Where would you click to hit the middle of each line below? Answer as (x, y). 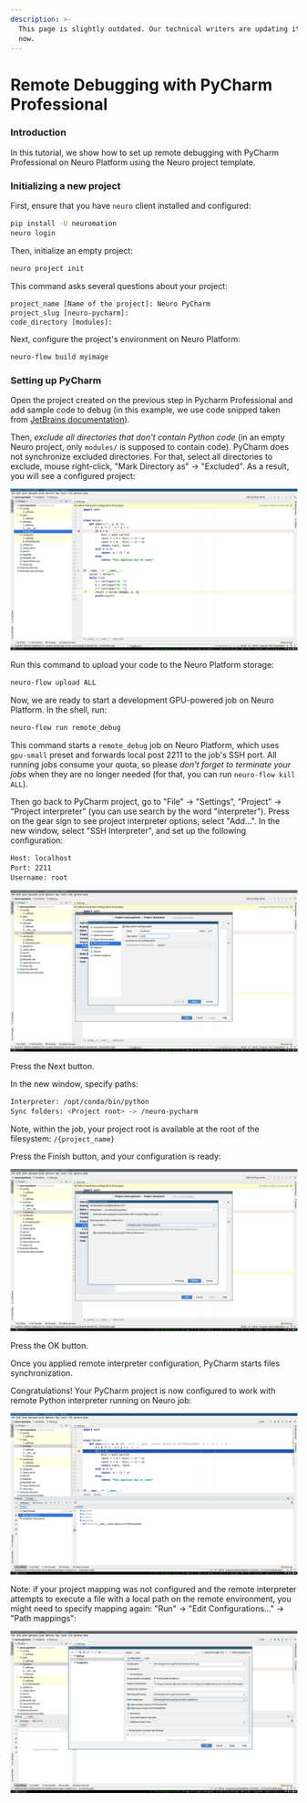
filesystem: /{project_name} (63, 1139)
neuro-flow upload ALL (53, 683)
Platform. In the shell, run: (59, 710)
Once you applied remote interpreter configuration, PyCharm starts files (145, 1363)
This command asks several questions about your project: (119, 286)
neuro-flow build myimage (59, 357)
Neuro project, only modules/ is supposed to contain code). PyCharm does (150, 446)
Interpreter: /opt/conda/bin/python (80, 1102)
